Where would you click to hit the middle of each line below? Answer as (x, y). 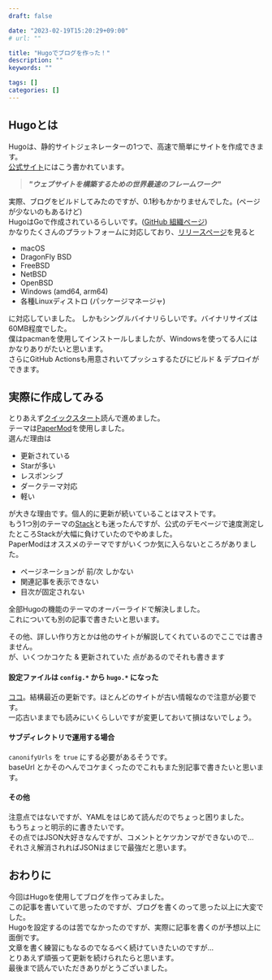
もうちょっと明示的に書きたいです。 (68, 827)
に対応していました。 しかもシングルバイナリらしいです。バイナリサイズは (133, 318)
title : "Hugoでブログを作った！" (60, 53)
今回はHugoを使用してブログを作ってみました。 (89, 896)
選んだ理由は (30, 438)
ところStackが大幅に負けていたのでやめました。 (96, 534)
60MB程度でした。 (40, 328)
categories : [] (34, 90)
